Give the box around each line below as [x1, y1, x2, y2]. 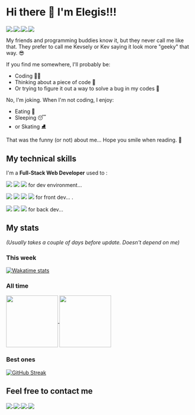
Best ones [6, 355, 35, 363]
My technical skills [6, 153, 77, 163]
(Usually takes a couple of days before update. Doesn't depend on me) [6, 239, 180, 246]
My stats [6, 223, 40, 233]
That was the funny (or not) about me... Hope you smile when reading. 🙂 [6, 136, 182, 144]
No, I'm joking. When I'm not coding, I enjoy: [6, 96, 114, 104]
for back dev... [28, 205, 64, 213]
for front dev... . [35, 194, 74, 201]
